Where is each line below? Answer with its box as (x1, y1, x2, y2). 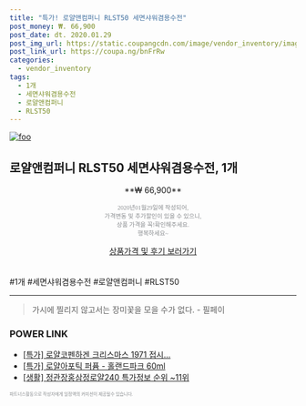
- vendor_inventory (17, 65, 92, 74)
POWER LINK (9, 327, 68, 340)
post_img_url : (9, 38, 64, 48)
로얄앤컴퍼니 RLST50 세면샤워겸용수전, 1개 (9, 160, 239, 176)
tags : (9, 73, 30, 82)
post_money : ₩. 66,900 (9, 22, 96, 31)
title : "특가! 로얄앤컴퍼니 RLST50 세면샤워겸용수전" (9, 13, 188, 23)
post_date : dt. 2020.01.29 (9, 30, 112, 39)
